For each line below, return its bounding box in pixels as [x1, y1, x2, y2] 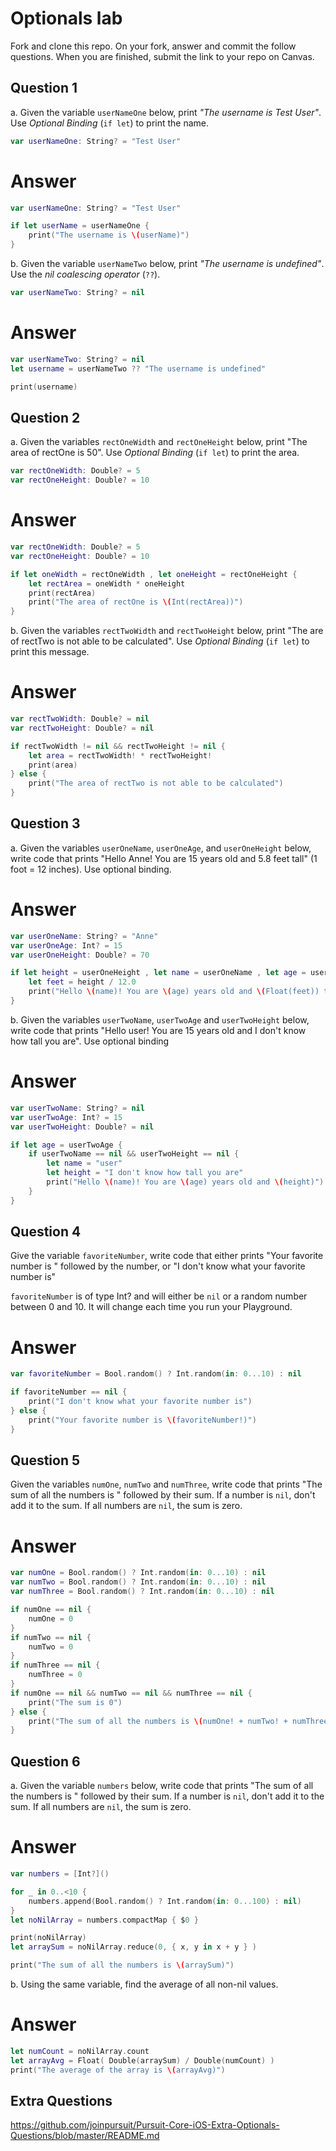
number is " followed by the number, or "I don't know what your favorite [10, 1260, 306, 1272]
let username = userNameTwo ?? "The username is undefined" [10, 363, 267, 374]
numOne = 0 [28, 1613, 74, 1624]
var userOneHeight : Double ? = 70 [10, 950, 150, 960]
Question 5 [10, 1452, 81, 1469]
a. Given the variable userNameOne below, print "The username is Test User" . [10, 106, 322, 118]
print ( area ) [28, 760, 78, 770]
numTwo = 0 [28, 1642, 74, 1652]
